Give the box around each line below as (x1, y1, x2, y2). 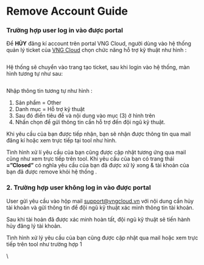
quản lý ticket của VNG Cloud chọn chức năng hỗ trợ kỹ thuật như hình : (6, 46, 187, 54)
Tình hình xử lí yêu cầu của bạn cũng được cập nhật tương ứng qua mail (6, 148, 186, 156)
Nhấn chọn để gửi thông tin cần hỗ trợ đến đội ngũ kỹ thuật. (15, 118, 166, 126)
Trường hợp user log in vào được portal (6, 26, 124, 35)
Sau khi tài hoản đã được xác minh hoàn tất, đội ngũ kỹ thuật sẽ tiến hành (6, 216, 191, 223)
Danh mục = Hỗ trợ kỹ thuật (15, 106, 85, 113)
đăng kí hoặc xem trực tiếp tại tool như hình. (6, 137, 117, 144)
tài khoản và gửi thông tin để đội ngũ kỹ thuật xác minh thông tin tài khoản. (6, 203, 194, 211)
